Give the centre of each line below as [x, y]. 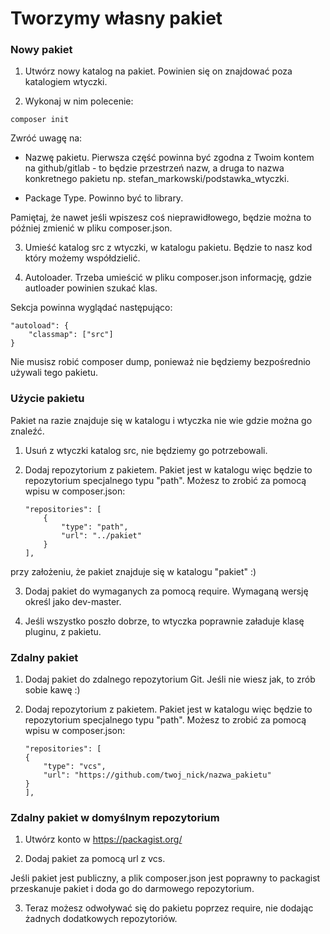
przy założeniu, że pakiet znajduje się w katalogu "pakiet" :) [133, 571]
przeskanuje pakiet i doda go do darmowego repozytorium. [132, 889]
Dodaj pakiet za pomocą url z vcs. [95, 859]
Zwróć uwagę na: [46, 138]
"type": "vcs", [75, 767]
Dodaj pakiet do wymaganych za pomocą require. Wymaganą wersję [166, 591]
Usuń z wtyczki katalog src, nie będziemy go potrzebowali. [146, 450]
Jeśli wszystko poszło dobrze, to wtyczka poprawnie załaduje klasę [164, 621]
